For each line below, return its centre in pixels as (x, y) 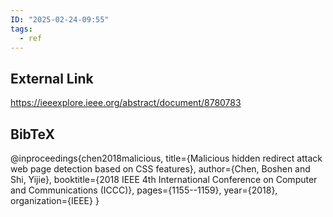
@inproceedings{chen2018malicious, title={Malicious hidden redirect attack (166, 158)
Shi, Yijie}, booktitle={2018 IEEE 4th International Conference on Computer (164, 179)
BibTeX (32, 134)
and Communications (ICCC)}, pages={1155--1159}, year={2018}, (144, 190)
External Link (52, 78)
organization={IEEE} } (55, 200)
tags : (21, 29)
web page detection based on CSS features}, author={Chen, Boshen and (160, 169)
